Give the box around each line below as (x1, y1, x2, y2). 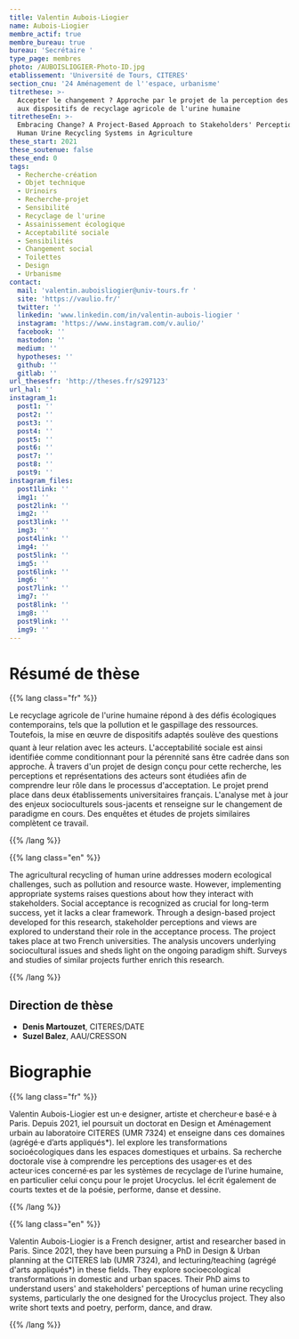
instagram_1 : (9, 393, 58, 403)
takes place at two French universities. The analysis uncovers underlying (9, 936, 276, 947)
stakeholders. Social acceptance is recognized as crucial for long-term (9, 898, 270, 908)
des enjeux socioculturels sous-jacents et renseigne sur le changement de (9, 799, 283, 810)
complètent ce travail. (9, 818, 89, 828)
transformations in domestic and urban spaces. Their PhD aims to (9, 1274, 251, 1285)
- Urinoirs (17, 187, 58, 196)
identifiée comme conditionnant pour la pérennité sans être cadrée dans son (9, 752, 290, 762)
